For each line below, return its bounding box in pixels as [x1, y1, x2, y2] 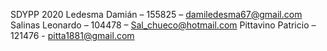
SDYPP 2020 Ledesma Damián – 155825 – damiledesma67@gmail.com [10, 9, 303, 20]
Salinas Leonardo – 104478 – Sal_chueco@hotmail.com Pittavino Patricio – [10, 19, 317, 31]
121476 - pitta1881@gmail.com [10, 30, 135, 41]
